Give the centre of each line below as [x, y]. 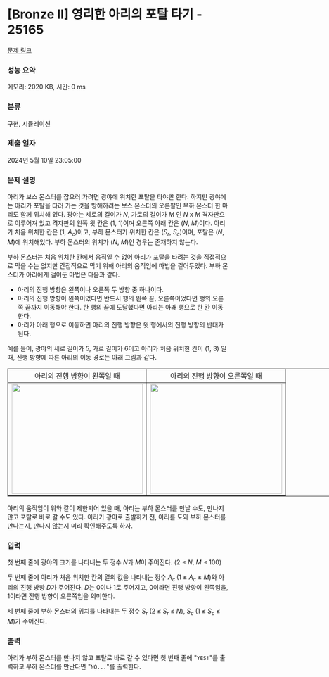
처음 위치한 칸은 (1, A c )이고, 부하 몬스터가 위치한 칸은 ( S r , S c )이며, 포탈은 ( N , [120, 233]
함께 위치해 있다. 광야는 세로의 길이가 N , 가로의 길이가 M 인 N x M [110, 215]
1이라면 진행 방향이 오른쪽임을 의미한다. [61, 596]
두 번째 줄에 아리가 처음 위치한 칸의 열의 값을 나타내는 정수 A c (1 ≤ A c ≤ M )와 [112, 578]
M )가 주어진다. [27, 621]
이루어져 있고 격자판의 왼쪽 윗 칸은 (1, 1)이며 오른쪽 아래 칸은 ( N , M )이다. [114, 223]
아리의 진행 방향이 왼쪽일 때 [77, 376]
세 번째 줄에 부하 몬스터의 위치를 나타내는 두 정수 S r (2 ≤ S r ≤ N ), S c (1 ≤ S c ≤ [114, 612]
